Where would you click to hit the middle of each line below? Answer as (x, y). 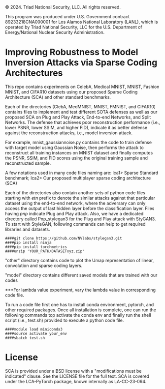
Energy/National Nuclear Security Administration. (55, 32)
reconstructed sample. (28, 163)
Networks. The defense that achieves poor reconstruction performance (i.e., (82, 122)
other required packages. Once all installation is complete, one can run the (81, 310)
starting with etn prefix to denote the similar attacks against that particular (80, 198)
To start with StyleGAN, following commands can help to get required (75, 224)
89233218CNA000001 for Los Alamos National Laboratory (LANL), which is (82, 22)
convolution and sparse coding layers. (44, 266)
